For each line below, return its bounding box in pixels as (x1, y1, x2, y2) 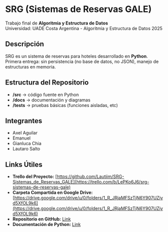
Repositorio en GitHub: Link (12, 216, 71, 222)
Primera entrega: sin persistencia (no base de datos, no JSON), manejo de (5, 58, 159, 64)
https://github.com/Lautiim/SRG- (57, 173, 124, 179)
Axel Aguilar (12, 130, 38, 136)
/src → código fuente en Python (12, 91, 79, 97)
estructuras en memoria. (5, 63, 56, 69)
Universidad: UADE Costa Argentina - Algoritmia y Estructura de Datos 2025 (5, 25, 163, 31)
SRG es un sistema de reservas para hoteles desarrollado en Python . (5, 53, 148, 59)
